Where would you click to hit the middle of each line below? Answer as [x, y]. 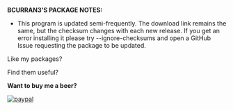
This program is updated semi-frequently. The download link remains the [122, 23]
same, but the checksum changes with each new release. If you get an [119, 31]
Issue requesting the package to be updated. [81, 45]
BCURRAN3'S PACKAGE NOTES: [55, 10]
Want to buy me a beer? [42, 85]
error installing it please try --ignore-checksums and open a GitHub [114, 38]
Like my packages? [35, 59]
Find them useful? [33, 72]
